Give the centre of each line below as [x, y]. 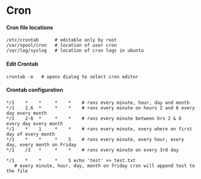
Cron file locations [30, 27]
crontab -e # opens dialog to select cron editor [72, 77]
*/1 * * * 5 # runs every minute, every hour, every [95, 139]
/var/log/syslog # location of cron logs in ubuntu [75, 51]
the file [17, 171]
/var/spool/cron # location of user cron [62, 46]
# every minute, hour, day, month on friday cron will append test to [105, 166]
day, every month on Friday [42, 145]
